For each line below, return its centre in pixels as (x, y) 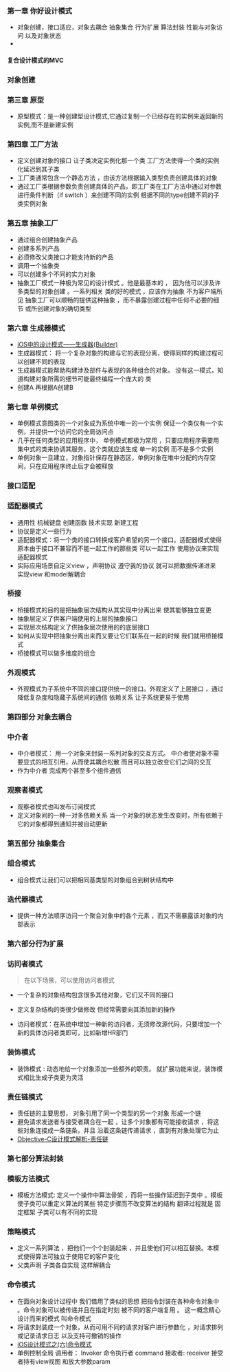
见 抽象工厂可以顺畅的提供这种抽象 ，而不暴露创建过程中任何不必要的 (115, 300)
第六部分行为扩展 (35, 944)
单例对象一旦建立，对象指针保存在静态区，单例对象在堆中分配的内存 (113, 458)
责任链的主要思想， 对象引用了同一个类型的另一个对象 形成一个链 (109, 1113)
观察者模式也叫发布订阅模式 (56, 807)
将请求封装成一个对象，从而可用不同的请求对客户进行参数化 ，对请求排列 (120, 1327)
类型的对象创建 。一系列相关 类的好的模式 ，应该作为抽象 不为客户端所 (123, 291)
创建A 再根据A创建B (45, 387)
